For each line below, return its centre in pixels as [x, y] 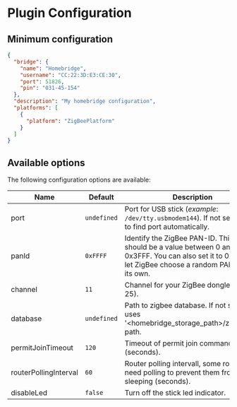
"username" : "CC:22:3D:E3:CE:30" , [71, 75]
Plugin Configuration [69, 13]
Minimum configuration [60, 39]
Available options [47, 163]
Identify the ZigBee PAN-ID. [171, 238]
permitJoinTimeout [42, 348]
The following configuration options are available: [79, 180]
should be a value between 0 [172, 247]
